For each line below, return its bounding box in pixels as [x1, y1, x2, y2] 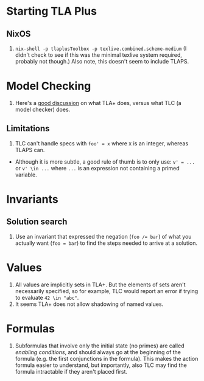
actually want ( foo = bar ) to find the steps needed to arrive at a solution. [15, 239, 198, 247]
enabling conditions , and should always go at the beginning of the [15, 348, 181, 355]
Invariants [6, 192, 59, 206]
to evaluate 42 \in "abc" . [15, 294, 79, 301]
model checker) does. [15, 106, 71, 113]
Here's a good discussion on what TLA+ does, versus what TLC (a [15, 99, 181, 106]
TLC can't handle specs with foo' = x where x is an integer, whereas [15, 139, 189, 147]
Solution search [6, 217, 68, 227]
